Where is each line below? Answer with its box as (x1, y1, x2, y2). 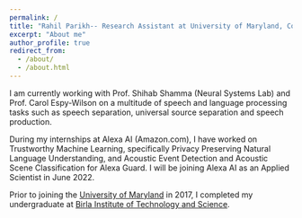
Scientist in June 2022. (9, 171, 95, 182)
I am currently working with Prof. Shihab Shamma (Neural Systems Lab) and (9, 87, 290, 99)
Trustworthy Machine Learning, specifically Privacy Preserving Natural (9, 143, 271, 153)
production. (9, 116, 52, 126)
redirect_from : (9, 47, 67, 56)
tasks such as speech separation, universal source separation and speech (9, 107, 285, 118)
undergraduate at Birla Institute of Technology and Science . (9, 198, 231, 209)
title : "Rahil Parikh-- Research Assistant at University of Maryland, (9, 22, 283, 31)
